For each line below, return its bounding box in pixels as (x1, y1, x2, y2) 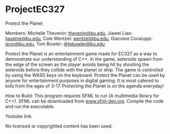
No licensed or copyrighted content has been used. (5, 123, 113, 129)
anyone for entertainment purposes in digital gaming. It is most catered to (5, 77, 159, 83)
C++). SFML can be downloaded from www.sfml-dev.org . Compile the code (5, 98, 164, 104)
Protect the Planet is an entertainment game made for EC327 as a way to (5, 51, 157, 57)
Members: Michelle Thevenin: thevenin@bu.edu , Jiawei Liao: (5, 30, 133, 36)
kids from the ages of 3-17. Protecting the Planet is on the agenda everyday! (5, 82, 164, 89)
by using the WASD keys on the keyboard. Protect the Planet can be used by (5, 72, 165, 78)
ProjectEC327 (5, 4, 65, 15)
